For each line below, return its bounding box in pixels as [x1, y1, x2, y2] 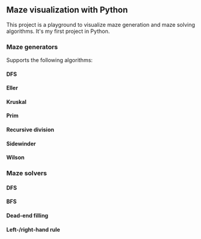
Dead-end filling [6, 212, 49, 219]
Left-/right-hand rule [6, 226, 60, 233]
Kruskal [6, 98, 27, 105]
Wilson [6, 154, 25, 161]
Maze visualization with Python [6, 5, 128, 15]
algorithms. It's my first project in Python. [6, 27, 110, 35]
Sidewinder [6, 140, 37, 147]
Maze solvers [6, 169, 48, 178]
